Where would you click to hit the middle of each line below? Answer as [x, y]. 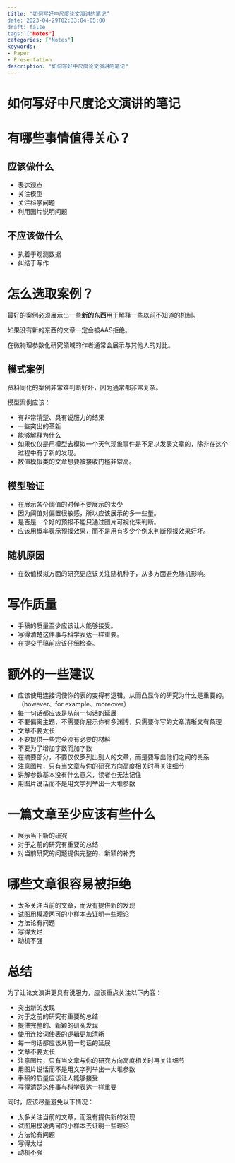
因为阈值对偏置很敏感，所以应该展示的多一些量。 [89, 513]
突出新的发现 [36, 1007]
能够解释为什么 [39, 435]
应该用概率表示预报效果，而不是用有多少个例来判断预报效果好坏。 [113, 531]
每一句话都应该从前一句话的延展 [64, 1042]
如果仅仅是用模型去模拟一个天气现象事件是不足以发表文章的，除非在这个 [122, 444]
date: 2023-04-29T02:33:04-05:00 [56, 20]
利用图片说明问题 [42, 211]
